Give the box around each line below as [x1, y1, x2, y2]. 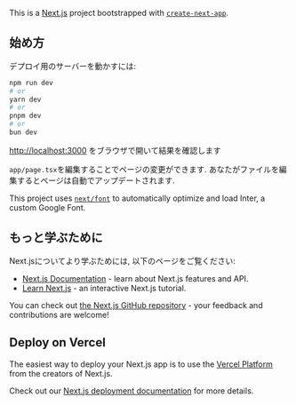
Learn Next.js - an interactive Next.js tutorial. [21, 282, 187, 293]
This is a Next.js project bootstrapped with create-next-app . [9, 8, 229, 18]
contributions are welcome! [9, 309, 109, 320]
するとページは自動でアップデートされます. [16, 175, 175, 186]
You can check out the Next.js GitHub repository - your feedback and [9, 299, 264, 310]
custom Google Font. [9, 202, 86, 212]
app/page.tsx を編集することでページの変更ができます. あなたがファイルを [9, 163, 280, 174]
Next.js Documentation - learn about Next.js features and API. [21, 273, 249, 283]
